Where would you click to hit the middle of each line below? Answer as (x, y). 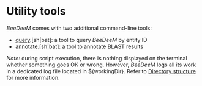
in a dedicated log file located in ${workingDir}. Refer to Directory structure (101, 71)
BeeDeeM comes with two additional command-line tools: (79, 28)
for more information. (33, 77)
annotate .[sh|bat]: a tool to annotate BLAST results (79, 46)
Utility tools (36, 11)
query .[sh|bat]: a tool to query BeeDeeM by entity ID (81, 40)
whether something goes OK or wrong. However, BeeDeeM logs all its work (101, 65)
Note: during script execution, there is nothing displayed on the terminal (97, 58)
